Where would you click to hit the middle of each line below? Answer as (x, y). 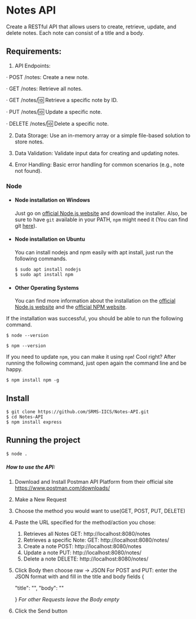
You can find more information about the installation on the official (95, 301)
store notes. (29, 142)
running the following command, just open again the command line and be (97, 363)
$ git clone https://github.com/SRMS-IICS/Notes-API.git (78, 412)
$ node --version (27, 336)
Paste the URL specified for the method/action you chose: (85, 522)
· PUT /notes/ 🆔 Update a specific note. (54, 112)
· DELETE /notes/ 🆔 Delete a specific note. (58, 123)
